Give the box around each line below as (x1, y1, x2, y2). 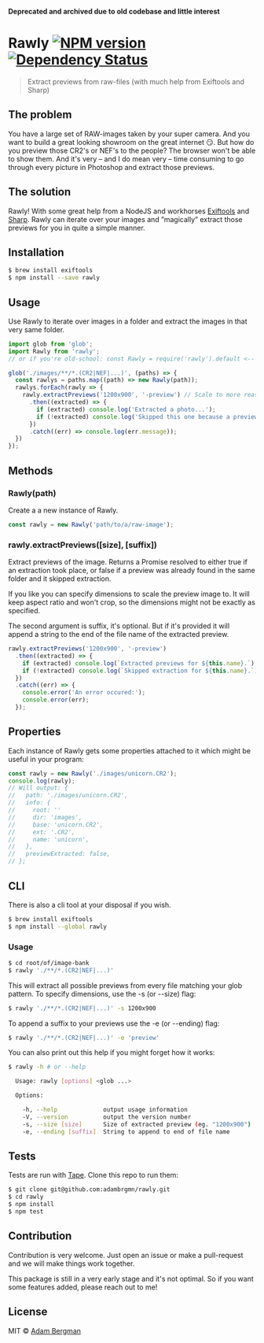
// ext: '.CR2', (8, 828, 76, 836)
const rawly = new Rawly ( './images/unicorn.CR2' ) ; (8, 769, 178, 778)
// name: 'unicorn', (8, 835, 90, 843)
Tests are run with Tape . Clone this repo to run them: (8, 1171, 179, 1180)
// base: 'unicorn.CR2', (8, 820, 104, 829)
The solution (8, 185, 71, 199)
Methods (8, 464, 53, 477)
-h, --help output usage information (22, 1106, 189, 1114)
